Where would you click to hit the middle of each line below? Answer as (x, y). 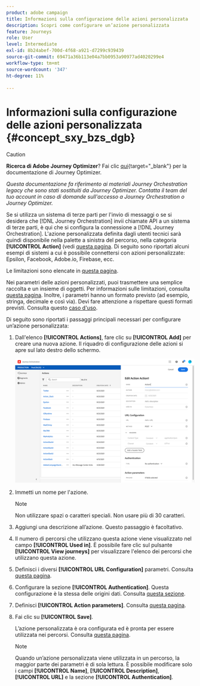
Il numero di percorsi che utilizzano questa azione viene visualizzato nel (103, 539)
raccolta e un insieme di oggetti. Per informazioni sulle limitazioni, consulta (98, 289)
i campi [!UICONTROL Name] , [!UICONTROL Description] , (87, 671)
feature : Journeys (29, 32)
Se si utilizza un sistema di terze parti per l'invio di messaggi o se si (89, 215)
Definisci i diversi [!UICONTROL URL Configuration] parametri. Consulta (104, 569)
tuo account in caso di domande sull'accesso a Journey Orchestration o (96, 197)
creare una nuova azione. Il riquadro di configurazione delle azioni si (99, 344)
